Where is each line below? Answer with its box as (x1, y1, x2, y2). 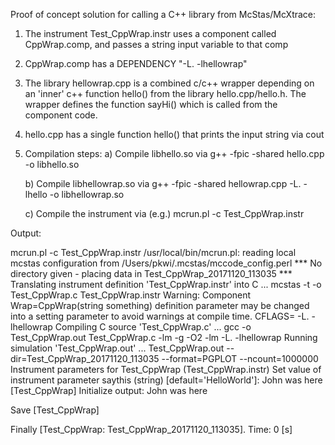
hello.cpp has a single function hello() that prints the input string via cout (24, 129, 325, 140)
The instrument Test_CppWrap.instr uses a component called (24, 28, 277, 39)
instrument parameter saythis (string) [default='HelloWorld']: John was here (10, 374, 323, 386)
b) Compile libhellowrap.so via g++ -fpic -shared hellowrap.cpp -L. (24, 178, 302, 189)
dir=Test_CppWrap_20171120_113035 (10, 353, 160, 364)
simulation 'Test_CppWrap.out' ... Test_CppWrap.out (10, 342, 225, 354)
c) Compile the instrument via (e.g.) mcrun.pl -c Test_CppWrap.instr (24, 208, 305, 219)
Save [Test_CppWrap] (10, 404, 100, 416)
